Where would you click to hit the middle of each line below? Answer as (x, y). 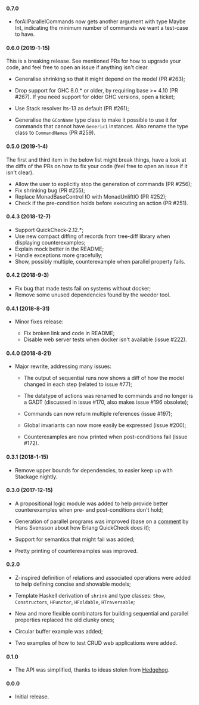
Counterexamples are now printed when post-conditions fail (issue (105, 437)
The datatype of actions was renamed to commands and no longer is (108, 396)
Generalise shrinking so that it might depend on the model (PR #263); (100, 79)
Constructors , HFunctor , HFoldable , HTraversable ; (75, 602)
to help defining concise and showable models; (73, 584)
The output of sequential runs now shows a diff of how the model (104, 378)
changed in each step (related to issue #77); (78, 384)
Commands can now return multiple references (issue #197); (98, 414)
